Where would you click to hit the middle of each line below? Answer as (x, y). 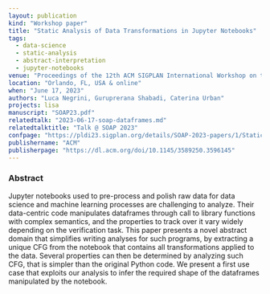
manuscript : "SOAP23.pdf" (51, 113)
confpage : (25, 135)
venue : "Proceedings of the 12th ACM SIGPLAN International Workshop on (133, 76)
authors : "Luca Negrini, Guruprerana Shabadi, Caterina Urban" (117, 98)
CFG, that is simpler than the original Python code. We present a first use (129, 264)
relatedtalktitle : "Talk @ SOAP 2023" (73, 128)
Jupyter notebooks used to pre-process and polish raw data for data (122, 196)
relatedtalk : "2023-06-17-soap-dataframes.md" (88, 120)
